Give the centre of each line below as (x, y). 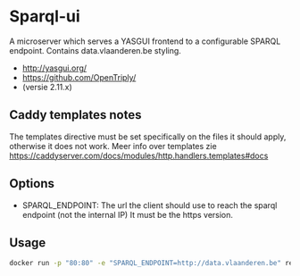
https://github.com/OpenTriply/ (79, 77)
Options (32, 184)
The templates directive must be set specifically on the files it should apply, (148, 137)
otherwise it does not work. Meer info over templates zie (113, 146)
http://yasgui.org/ (54, 68)
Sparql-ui (45, 17)
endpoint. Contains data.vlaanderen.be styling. (95, 50)
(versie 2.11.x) (47, 87)
